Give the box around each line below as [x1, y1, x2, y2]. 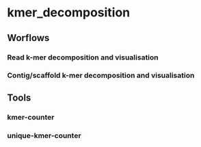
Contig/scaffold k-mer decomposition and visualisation [7, 70, 195, 80]
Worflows [7, 32, 50, 44]
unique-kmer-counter [7, 131, 81, 140]
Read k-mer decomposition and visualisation [7, 53, 159, 62]
